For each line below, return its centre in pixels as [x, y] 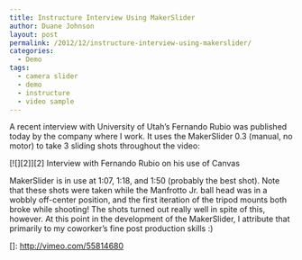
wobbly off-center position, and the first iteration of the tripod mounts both [148, 200]
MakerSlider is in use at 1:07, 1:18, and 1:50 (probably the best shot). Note [145, 181]
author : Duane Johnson [52, 26]
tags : [19, 68]
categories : [32, 51]
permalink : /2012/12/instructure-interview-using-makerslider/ [131, 43]
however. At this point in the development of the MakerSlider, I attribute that [150, 219]
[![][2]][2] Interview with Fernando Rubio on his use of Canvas [125, 164]
